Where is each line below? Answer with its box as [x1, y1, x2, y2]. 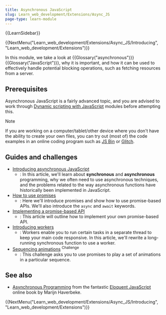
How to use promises [12, 192, 56, 198]
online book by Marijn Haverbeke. [12, 289, 82, 296]
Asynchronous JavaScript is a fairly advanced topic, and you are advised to [5, 98, 160, 104]
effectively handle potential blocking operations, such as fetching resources [5, 65, 161, 71]
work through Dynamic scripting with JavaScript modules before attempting [5, 103, 161, 109]
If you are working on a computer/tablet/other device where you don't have [5, 128, 159, 134]
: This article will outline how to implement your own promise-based [19, 214, 159, 219]
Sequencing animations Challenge [12, 245, 80, 252]
